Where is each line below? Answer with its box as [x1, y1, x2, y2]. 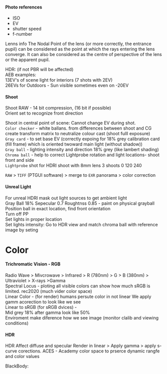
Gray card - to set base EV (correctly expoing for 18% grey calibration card [5, 136, 160, 142]
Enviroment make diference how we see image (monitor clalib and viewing [5, 315, 159, 320]
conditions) [5, 320, 29, 326]
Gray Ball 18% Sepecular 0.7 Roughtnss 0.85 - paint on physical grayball [5, 200, 154, 206]
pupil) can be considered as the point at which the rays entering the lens [5, 46, 155, 52]
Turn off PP [5, 211, 29, 217]
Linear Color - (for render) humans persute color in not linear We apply [5, 293, 151, 299]
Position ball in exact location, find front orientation [5, 205, 111, 211]
